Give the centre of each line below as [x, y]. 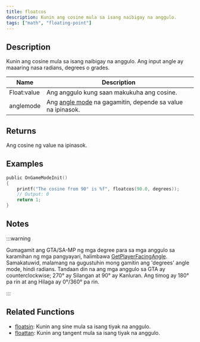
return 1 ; [29, 200]
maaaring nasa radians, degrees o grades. [58, 68]
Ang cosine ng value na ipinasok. [47, 145]
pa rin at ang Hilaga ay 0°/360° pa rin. [53, 282]
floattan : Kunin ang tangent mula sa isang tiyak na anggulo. [87, 332]
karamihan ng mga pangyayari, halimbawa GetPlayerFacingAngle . [87, 256]
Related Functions [40, 312]
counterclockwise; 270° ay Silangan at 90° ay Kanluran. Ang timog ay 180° [98, 275]
